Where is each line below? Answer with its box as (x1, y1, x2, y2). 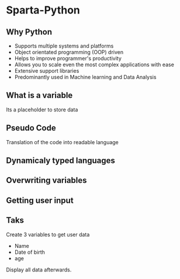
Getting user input (6, 195, 74, 205)
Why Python (6, 27, 53, 37)
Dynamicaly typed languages (6, 156, 115, 166)
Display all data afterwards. (6, 266, 72, 273)
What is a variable (6, 90, 73, 100)
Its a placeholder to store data (6, 106, 78, 113)
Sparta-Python (6, 4, 81, 17)
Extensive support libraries (14, 67, 79, 74)
